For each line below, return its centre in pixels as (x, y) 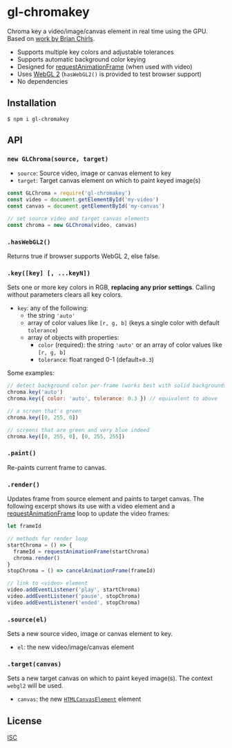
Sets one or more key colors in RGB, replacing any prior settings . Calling (111, 287)
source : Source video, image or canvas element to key (94, 173)
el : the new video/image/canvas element (76, 647)
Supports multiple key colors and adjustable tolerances (95, 52)
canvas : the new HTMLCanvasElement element (79, 699)
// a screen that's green (44, 411)
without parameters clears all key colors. (65, 295)
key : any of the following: (52, 308)
